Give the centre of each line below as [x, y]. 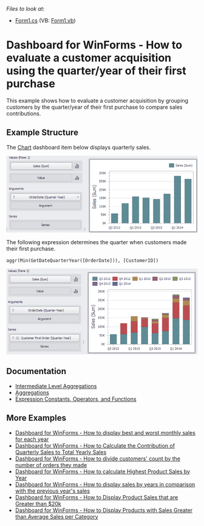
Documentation [36, 371]
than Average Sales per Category [56, 516]
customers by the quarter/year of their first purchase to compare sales [94, 107]
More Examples [36, 418]
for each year [32, 439]
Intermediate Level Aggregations [56, 386]
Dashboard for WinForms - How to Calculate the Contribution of [95, 445]
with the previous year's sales [52, 491]
